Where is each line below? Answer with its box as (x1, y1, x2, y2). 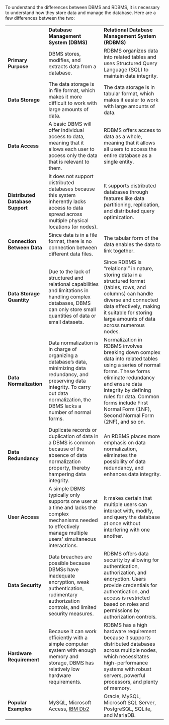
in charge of (48, 346, 77, 352)
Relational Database (104, 26, 153, 33)
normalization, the (48, 396, 92, 403)
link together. (104, 247, 135, 254)
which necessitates (104, 653, 149, 660)
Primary (8, 57, 28, 64)
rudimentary (48, 591, 78, 598)
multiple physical (48, 217, 89, 224)
